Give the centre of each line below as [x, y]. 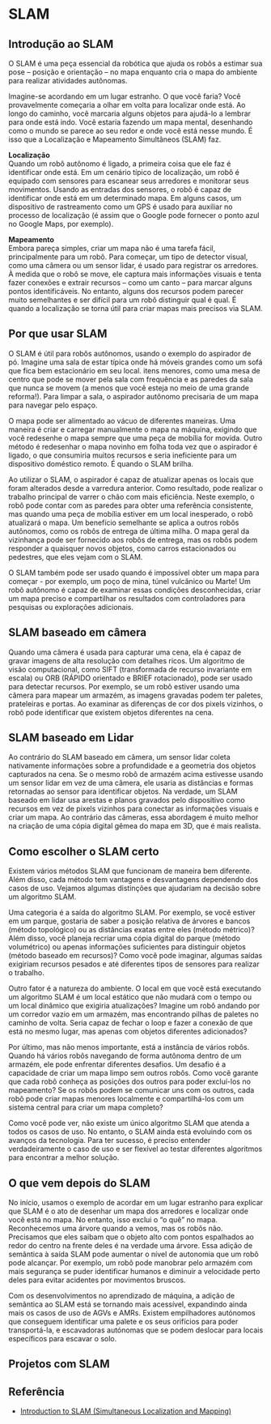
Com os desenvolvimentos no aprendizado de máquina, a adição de [122, 1296]
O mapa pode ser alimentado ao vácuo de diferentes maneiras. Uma [122, 420]
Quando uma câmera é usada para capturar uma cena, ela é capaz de [125, 652]
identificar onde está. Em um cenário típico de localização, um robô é [124, 172]
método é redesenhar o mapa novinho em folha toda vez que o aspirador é [133, 446]
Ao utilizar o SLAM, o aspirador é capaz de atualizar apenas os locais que [131, 480]
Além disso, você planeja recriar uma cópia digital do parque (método [125, 938]
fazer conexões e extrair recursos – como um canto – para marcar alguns [130, 283]
